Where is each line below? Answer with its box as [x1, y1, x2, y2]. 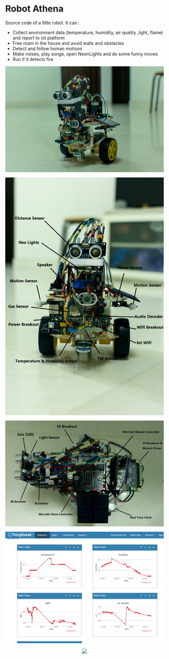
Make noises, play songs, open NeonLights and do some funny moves [12, 51, 158, 57]
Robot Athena [5, 3, 64, 15]
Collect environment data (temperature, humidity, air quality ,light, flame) [12, 29, 163, 35]
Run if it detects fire [12, 56, 54, 62]
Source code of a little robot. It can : [5, 20, 80, 26]
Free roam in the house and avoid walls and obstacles [12, 40, 124, 46]
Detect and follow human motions [12, 45, 82, 51]
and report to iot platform [12, 35, 65, 41]
